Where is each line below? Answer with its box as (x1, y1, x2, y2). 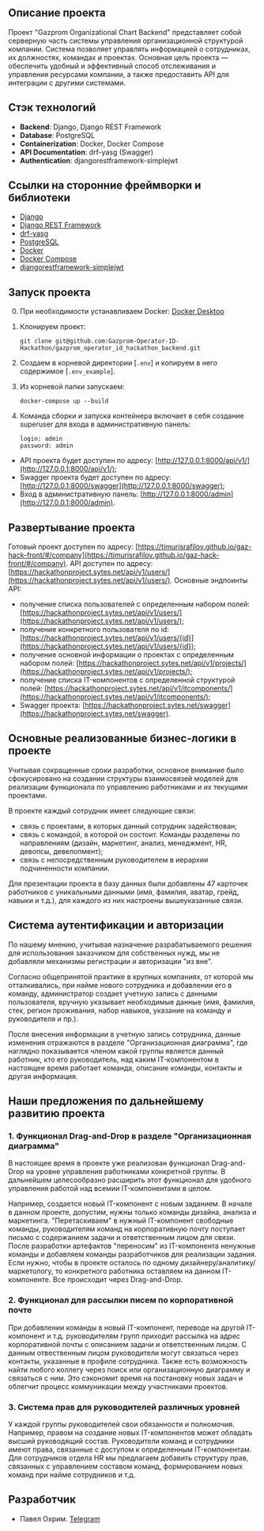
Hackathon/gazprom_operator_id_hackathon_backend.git (19, 344, 201, 352)
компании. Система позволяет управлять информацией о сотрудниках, (8, 44, 251, 54)
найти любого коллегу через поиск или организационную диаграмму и (8, 1365, 251, 1374)
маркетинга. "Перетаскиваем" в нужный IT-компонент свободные (8, 1216, 234, 1226)
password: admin (19, 442, 74, 450)
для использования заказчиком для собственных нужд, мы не (8, 947, 220, 958)
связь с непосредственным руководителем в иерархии (19, 855, 209, 864)
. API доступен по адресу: (66, 559, 153, 568)
